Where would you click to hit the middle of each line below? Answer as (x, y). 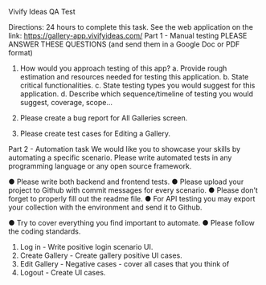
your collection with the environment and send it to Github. (105, 207)
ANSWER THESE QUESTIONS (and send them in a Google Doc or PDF (124, 44)
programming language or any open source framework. (100, 166)
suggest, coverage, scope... (66, 102)
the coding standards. (45, 231)
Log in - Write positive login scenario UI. (86, 247)
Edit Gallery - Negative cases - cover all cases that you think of (125, 264)
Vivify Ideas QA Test (42, 12)
